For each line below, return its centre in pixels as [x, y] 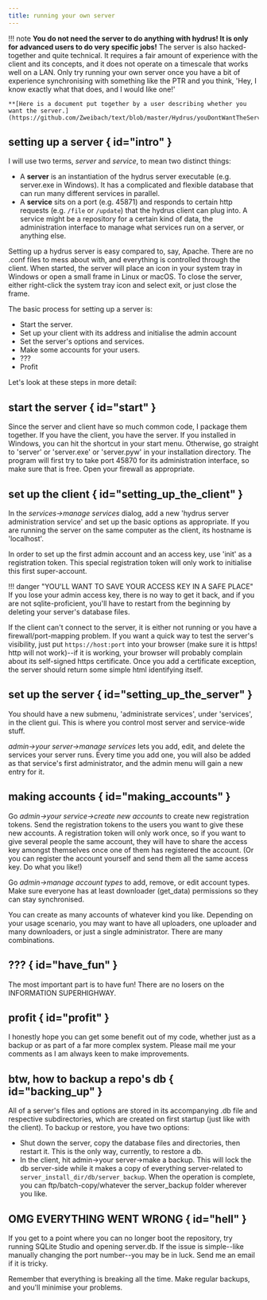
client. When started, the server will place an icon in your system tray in [125, 269]
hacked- [232, 47]
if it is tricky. [28, 1263]
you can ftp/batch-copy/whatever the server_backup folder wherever [133, 1185]
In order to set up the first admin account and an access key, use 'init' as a [130, 554]
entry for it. [27, 772]
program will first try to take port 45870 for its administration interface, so [129, 461]
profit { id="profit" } [59, 1017]
